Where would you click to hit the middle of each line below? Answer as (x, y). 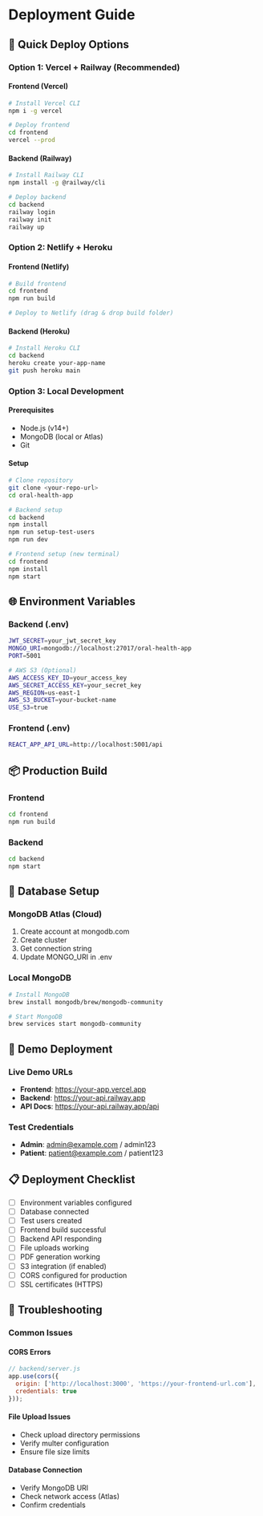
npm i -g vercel (35, 111)
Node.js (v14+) (45, 428)
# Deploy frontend (39, 125)
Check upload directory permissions (80, 1434)
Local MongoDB (40, 978)
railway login (32, 212)
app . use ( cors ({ (34, 1376)
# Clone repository (41, 480)
